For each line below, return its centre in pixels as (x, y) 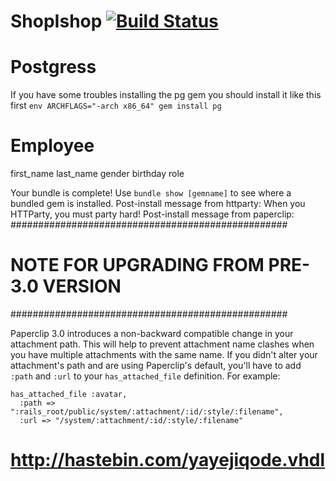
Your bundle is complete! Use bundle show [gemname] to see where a (151, 193)
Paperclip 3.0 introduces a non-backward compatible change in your (152, 333)
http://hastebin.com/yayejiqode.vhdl (168, 460)
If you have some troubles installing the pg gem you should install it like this (166, 95)
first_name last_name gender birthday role (97, 174)
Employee (52, 146)
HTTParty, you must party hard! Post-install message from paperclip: (152, 214)
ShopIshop (56, 21)
